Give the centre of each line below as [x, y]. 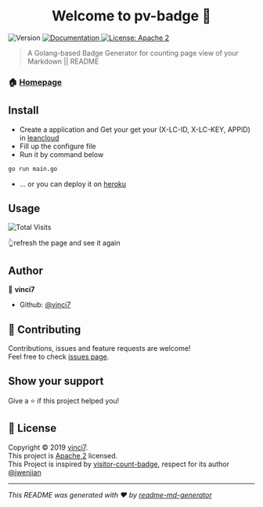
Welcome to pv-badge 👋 [131, 16]
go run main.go [33, 169]
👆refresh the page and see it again [64, 243]
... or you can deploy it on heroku [73, 184]
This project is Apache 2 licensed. [63, 455]
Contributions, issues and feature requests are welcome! [99, 348]
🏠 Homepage [35, 82]
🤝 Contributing [45, 329]
